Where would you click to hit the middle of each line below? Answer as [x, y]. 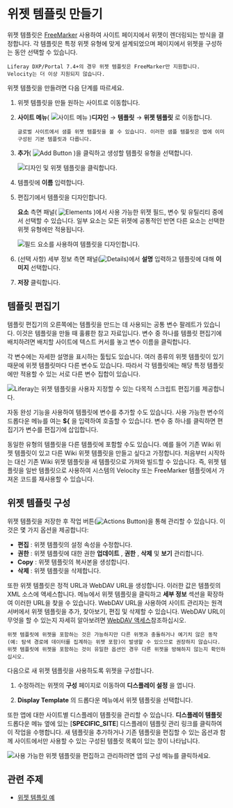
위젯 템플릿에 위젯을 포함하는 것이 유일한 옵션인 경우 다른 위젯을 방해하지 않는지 [108, 649]
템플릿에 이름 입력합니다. [51, 182]
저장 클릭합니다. [39, 282]
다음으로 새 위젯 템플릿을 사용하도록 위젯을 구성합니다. [81, 670]
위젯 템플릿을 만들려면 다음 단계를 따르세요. [66, 88]
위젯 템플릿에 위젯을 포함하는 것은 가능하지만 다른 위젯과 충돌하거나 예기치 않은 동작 [112, 634]
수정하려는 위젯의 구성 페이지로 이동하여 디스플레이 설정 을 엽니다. [106, 685]
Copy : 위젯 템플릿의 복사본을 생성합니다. [73, 562]
